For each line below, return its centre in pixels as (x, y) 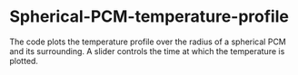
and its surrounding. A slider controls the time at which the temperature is (147, 51)
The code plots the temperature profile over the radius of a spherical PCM (148, 42)
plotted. (24, 61)
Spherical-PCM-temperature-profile (149, 17)
